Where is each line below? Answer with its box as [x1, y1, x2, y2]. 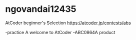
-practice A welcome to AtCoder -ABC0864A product [5, 29, 115, 35]
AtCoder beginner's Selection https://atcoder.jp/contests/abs [5, 20, 131, 26]
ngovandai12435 [5, 3, 76, 15]
